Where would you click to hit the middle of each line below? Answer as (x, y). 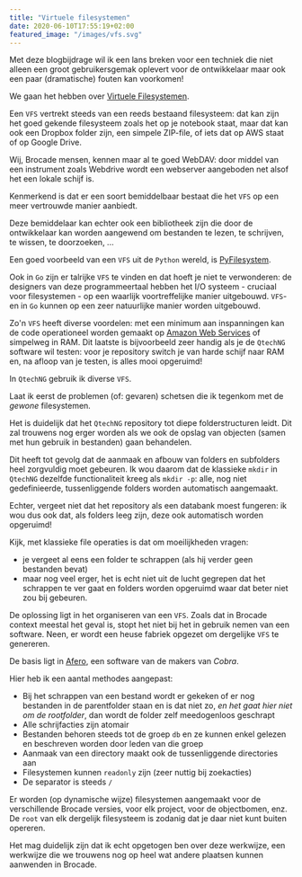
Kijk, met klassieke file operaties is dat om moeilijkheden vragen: (129, 542)
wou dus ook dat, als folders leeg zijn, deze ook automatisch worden (136, 515)
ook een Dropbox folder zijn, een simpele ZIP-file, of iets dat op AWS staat (147, 133)
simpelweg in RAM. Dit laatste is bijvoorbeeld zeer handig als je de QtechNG (147, 342)
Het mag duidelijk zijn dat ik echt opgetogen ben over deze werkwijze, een (147, 846)
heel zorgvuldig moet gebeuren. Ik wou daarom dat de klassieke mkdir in (143, 469)
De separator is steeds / (67, 782)
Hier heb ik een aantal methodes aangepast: (91, 678)
